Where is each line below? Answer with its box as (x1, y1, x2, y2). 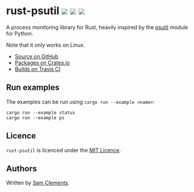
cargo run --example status (6, 109, 76, 116)
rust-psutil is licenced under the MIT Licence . (6, 147, 121, 154)
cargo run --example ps (6, 115, 65, 121)
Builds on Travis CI (14, 65, 61, 72)
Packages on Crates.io (14, 59, 70, 66)
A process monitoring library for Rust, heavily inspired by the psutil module (6, 24, 188, 31)
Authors (6, 164, 37, 174)
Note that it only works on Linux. (6, 41, 85, 48)
